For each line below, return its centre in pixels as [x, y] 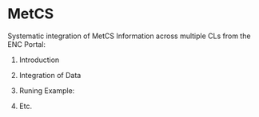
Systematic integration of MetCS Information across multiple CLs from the [129, 36]
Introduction [39, 60]
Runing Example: [47, 90]
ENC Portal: [26, 44]
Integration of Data [50, 75]
